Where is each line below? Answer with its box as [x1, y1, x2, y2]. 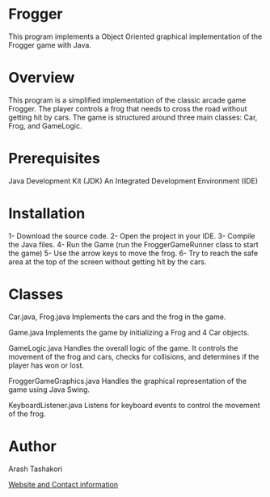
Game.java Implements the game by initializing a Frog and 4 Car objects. [8, 327, 250, 337]
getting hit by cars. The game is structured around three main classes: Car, [8, 112, 258, 122]
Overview [8, 69, 75, 87]
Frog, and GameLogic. [8, 120, 82, 130]
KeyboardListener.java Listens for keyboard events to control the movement [8, 400, 260, 410]
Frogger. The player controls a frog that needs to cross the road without [8, 103, 247, 113]
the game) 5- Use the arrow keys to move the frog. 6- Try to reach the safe [8, 248, 259, 258]
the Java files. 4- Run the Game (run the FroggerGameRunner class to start [8, 239, 259, 249]
